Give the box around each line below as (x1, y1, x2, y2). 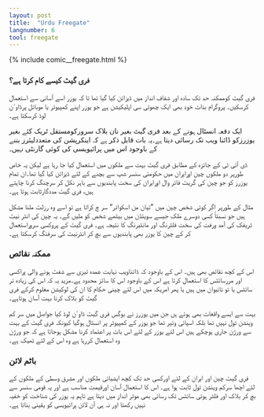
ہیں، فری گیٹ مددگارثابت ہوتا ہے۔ (9, 186, 93, 195)
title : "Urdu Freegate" (9, 19, 90, 27)
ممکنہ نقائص (9, 249, 51, 260)
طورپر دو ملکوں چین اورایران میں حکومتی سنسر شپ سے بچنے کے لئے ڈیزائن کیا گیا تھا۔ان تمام (9, 168, 244, 178)
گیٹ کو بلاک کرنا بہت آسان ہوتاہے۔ (9, 293, 97, 302)
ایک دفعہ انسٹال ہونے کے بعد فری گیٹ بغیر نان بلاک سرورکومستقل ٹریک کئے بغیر (9, 126, 243, 135)
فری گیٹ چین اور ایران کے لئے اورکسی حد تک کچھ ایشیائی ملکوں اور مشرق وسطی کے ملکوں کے (9, 373, 249, 382)
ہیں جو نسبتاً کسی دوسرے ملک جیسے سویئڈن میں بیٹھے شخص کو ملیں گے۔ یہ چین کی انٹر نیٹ (9, 210, 246, 220)
